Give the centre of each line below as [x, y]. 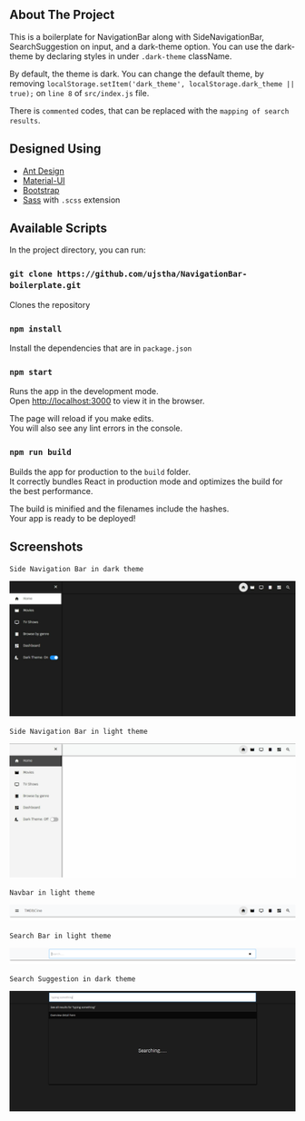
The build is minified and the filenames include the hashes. [119, 509]
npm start [31, 372]
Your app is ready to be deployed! [73, 518]
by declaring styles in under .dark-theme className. [133, 56]
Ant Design [44, 171]
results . [25, 120]
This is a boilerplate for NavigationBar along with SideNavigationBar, [137, 36]
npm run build [40, 452]
